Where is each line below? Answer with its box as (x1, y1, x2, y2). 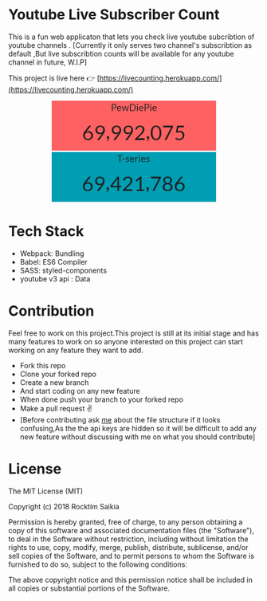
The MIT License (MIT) (8, 486, 84, 496)
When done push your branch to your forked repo (19, 395, 183, 404)
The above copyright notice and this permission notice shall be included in (8, 575, 253, 584)
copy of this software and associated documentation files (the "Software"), (8, 525, 255, 535)
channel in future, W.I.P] (8, 57, 88, 67)
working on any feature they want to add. (8, 345, 143, 355)
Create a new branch (19, 377, 89, 387)
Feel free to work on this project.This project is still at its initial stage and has (8, 328, 259, 338)
